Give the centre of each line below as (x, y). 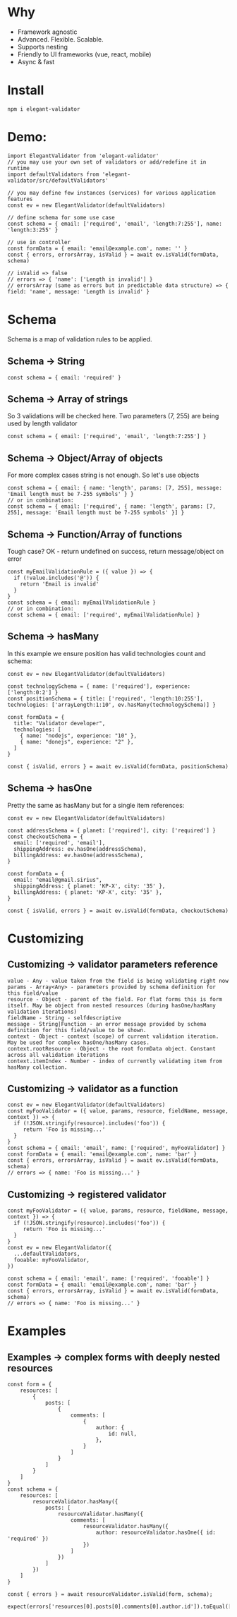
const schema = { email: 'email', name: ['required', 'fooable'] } (109, 1279)
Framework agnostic (47, 32)
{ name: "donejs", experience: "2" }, (77, 741)
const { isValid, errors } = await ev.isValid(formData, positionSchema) (118, 766)
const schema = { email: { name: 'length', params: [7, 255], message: (115, 488)
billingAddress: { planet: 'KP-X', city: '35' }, (88, 892)
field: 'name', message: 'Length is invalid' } (79, 291)
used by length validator (42, 423)
